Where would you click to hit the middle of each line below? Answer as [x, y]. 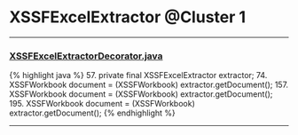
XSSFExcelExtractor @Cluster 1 [128, 17]
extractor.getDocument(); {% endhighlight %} [92, 113]
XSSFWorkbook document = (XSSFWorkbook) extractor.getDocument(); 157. [149, 85]
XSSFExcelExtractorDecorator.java [86, 56]
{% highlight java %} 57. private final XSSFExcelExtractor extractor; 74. [138, 75]
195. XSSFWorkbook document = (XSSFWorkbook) [102, 104]
